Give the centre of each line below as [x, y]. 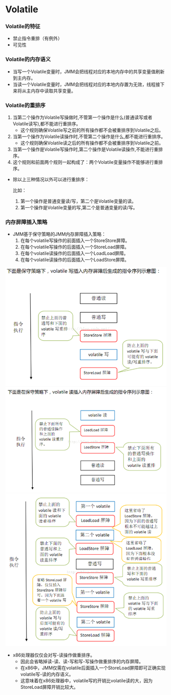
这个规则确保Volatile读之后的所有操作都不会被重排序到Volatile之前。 [92, 143]
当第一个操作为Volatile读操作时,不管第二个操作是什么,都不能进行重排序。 [89, 137]
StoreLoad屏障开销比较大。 [49, 687]
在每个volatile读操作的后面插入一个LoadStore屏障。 [75, 260]
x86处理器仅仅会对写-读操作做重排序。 [54, 655]
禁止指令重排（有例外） [37, 38]
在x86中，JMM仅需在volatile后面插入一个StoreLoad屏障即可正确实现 [93, 668]
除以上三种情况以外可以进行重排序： [51, 180]
